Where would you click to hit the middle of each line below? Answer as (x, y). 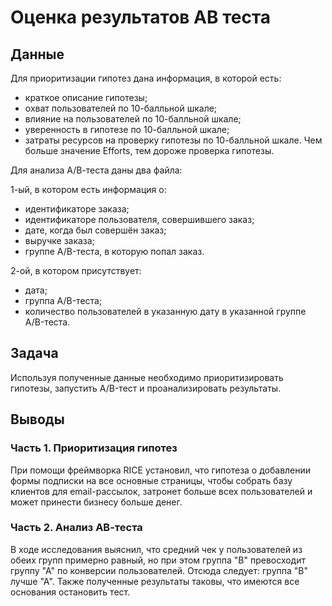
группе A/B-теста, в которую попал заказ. (114, 251)
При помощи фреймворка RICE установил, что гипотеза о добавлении (161, 470)
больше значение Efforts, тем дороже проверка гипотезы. (149, 150)
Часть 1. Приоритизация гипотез (94, 448)
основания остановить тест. (70, 592)
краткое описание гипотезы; (86, 97)
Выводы (37, 419)
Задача (34, 353)
